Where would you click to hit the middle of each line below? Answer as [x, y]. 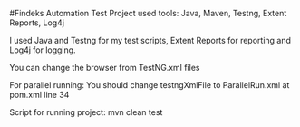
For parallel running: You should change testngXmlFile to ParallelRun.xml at [150, 85]
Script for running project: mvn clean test [86, 112]
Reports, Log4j [37, 23]
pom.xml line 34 [39, 95]
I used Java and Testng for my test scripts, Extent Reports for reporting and [150, 40]
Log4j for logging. [43, 50]
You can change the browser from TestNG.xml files [105, 68]
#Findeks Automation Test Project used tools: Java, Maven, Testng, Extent [148, 13]
